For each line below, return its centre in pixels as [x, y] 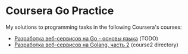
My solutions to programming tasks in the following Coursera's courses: [94, 27]
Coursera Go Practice [60, 11]
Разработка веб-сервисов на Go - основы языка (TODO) [86, 38]
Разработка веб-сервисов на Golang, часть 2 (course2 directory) [96, 45]
